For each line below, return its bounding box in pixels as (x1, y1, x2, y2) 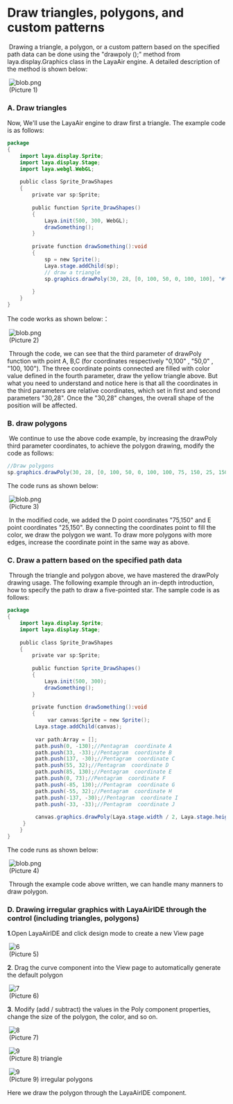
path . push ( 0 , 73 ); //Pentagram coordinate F (35, 775, 166, 782)
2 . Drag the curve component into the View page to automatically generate (7, 964, 221, 972)
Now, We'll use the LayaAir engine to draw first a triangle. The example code (7, 119, 226, 127)
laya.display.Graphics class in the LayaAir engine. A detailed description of (7, 57, 221, 65)
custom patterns (7, 19, 105, 35)
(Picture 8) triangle (8, 1055, 62, 1063)
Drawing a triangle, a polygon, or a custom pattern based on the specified (8, 42, 220, 51)
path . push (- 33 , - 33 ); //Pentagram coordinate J (35, 801, 175, 808)
